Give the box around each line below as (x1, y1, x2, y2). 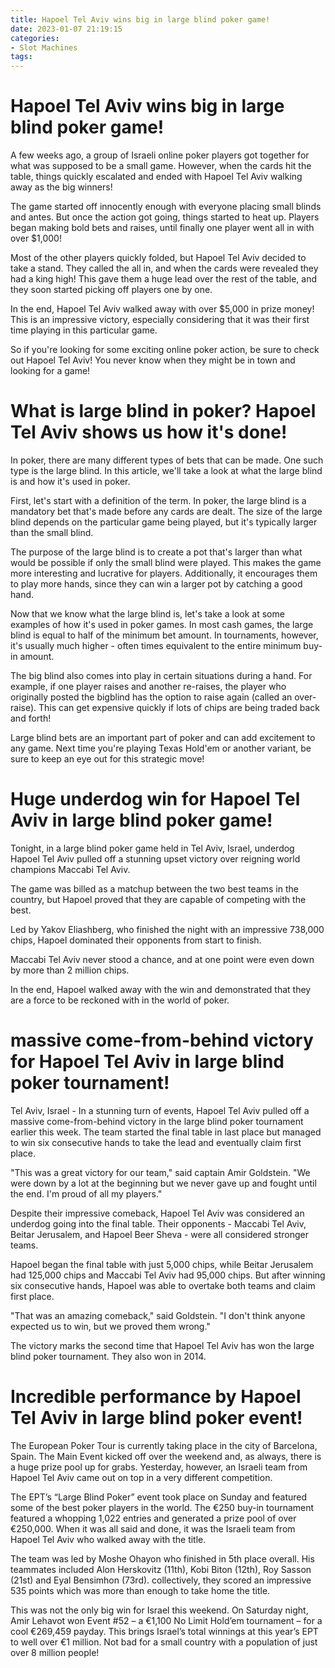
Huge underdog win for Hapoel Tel (10, 788, 301, 811)
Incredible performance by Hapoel (10, 1386, 302, 1408)
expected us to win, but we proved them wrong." (10, 1320, 211, 1332)
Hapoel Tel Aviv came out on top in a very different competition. (10, 1471, 273, 1483)
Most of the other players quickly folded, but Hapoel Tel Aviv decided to (10, 252, 307, 264)
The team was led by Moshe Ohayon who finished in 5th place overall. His (10, 1552, 315, 1565)
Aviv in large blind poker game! (10, 809, 273, 832)
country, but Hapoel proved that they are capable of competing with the (10, 893, 307, 905)
